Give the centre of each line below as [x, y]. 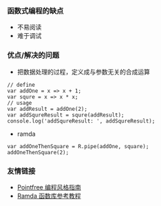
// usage [20, 103]
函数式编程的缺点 [35, 10]
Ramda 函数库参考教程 [49, 196]
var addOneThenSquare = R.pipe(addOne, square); [78, 146]
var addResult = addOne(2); [47, 109]
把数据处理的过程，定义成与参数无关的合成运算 [83, 72]
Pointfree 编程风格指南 [49, 187]
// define [21, 85]
